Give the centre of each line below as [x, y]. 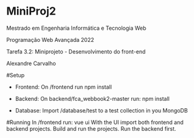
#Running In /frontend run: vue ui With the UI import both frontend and [95, 122]
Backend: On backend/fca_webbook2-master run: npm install [92, 98]
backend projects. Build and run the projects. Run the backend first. [91, 128]
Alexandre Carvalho [31, 63]
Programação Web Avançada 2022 [50, 40]
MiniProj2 [31, 11]
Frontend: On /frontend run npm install [63, 87]
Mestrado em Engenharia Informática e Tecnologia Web [76, 28]
